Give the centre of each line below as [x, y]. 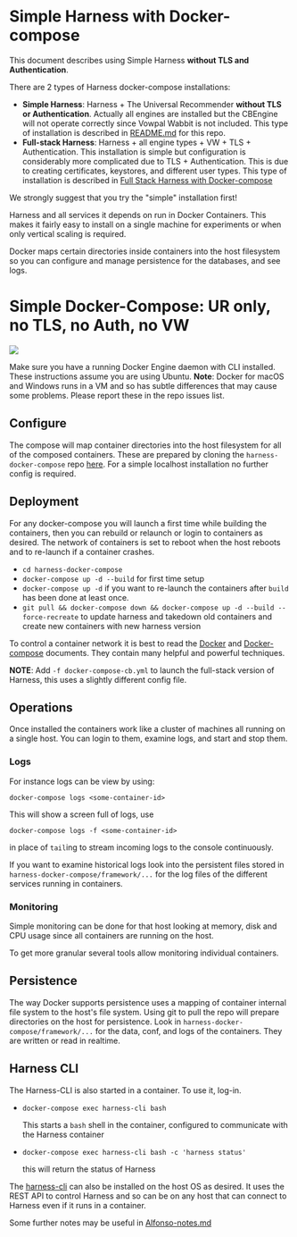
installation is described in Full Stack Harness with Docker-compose [147, 180]
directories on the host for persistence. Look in [95, 1022]
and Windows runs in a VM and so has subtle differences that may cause [143, 385]
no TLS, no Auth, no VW [99, 326]
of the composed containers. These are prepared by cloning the [127, 454]
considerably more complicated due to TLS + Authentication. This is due [155, 161]
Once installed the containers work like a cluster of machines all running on [147, 729]
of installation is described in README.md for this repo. [124, 132]
